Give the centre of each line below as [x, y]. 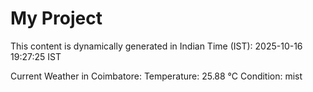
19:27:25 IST [36, 56]
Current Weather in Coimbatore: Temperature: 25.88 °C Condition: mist [156, 76]
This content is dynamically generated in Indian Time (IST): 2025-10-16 [156, 46]
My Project [56, 18]
